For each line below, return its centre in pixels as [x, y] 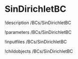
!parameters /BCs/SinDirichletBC [38, 32]
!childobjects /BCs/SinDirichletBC [39, 51]
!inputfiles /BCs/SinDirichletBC [36, 42]
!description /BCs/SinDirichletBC [38, 23]
